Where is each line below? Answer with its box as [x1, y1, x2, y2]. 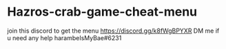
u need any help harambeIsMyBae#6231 [7, 33, 122, 42]
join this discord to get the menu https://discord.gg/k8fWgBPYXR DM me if [7, 27, 220, 35]
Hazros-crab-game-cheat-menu [7, 4, 198, 20]
